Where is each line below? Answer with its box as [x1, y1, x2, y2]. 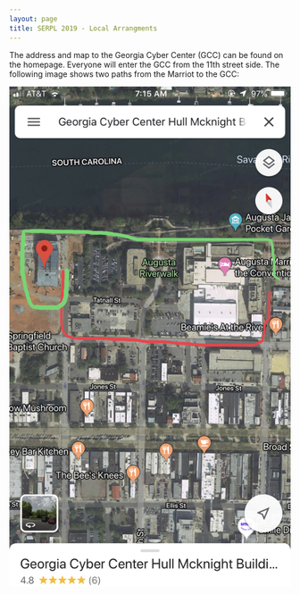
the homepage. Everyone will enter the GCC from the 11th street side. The [9, 59, 279, 70]
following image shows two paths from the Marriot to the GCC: [9, 68, 239, 79]
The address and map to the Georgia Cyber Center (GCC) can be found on [9, 49, 284, 60]
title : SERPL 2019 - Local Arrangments [9, 23, 158, 33]
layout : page [9, 14, 58, 23]
